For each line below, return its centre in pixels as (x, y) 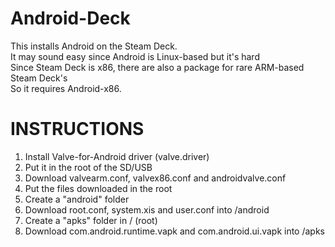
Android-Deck (70, 18)
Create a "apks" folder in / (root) (91, 220)
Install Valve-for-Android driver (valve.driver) (117, 156)
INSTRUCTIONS (77, 129)
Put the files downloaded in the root (98, 188)
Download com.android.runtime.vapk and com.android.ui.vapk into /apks (175, 231)
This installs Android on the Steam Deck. (94, 46)
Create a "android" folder (77, 199)
